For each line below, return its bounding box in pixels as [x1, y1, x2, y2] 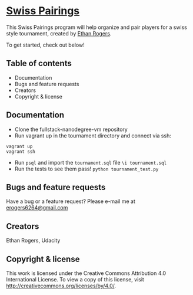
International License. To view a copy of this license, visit [6, 276, 144, 283]
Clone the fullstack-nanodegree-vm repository [14, 126, 128, 133]
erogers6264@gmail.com [6, 204, 68, 211]
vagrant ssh [6, 149, 35, 155]
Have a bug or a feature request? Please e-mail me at [6, 198, 135, 205]
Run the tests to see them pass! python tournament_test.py [14, 165, 159, 172]
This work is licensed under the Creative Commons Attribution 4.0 [6, 270, 167, 277]
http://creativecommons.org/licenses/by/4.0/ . [6, 282, 117, 289]
